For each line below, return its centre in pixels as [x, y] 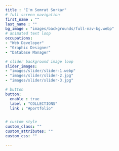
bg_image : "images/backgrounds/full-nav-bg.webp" [60, 29]
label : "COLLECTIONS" [34, 104]
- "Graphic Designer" [28, 48]
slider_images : [21, 66]
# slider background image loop [39, 61]
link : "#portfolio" [31, 108]
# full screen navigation [32, 15]
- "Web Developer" [25, 43]
